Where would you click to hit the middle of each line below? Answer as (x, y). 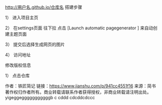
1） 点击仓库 (17, 75)
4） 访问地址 (18, 55)
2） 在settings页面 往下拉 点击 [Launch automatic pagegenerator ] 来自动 (79, 28)
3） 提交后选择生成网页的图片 (35, 44)
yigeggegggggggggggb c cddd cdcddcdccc (50, 97)
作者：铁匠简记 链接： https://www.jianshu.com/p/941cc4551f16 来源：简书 (81, 86)
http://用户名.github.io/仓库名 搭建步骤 (44, 7)
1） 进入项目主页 (22, 18)
